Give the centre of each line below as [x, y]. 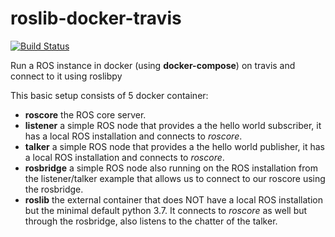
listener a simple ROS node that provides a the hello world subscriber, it [173, 125]
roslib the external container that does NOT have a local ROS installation [173, 199]
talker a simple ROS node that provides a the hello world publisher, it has [175, 146]
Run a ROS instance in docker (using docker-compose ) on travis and [153, 65]
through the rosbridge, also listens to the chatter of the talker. [151, 221]
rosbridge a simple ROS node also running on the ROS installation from [171, 168]
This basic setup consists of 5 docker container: [109, 95]
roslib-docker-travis [96, 18]
